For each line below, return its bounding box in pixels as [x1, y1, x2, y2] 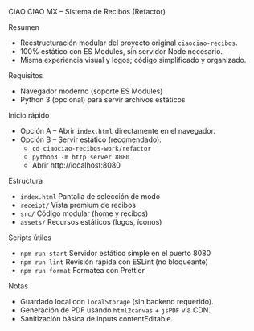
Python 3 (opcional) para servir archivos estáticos [19, 95, 186, 104]
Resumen [8, 23, 40, 31]
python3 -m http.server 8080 [31, 153, 130, 161]
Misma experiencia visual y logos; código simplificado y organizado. [19, 56, 247, 64]
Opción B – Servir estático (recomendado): [19, 134, 162, 144]
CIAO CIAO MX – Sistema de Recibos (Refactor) [8, 7, 166, 16]
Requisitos [8, 71, 43, 80]
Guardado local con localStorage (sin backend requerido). [19, 297, 215, 306]
